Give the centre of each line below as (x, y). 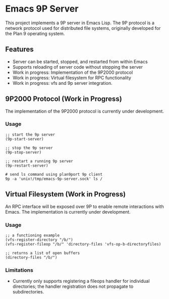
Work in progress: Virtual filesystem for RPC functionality (72, 78)
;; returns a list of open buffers (43, 253)
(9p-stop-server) (23, 152)
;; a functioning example (32, 235)
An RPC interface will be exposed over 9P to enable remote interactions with (84, 206)
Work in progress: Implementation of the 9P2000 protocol (73, 72)
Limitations (19, 270)
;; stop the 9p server (29, 148)
